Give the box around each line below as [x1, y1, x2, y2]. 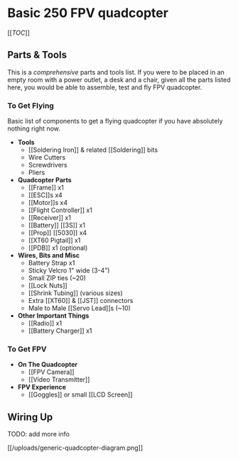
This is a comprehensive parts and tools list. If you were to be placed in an [7, 67, 225, 76]
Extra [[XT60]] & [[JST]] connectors [28, 297, 134, 305]
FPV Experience [17, 383, 66, 392]
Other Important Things [17, 311, 90, 320]
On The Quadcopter [17, 360, 78, 369]
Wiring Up [7, 411, 53, 423]
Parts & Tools [7, 49, 67, 61]
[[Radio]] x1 [28, 319, 63, 328]
